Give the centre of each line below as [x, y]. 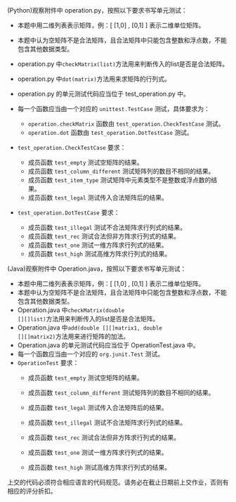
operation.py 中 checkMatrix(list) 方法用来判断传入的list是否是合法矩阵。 [123, 64]
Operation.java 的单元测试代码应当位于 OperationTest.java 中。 [108, 345]
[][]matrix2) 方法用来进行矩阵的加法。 [73, 336]
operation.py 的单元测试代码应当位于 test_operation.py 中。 [103, 94]
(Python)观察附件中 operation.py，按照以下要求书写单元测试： [97, 10]
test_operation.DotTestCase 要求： [68, 212]
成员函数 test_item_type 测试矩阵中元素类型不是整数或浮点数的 [119, 180]
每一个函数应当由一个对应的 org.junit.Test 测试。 [90, 354]
